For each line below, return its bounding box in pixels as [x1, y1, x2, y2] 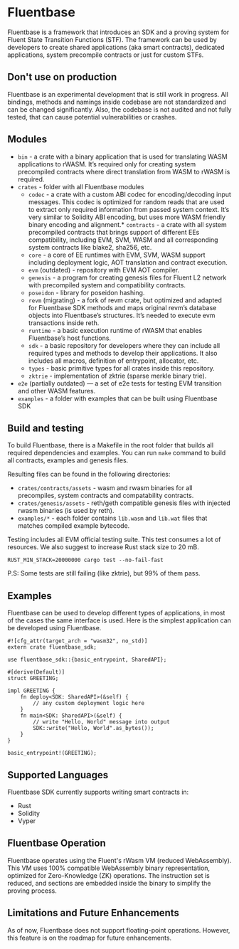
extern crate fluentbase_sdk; [7, 644, 97, 651]
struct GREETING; [7, 675, 59, 682]
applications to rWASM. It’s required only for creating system [17, 159, 196, 168]
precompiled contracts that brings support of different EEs [28, 228, 200, 236]
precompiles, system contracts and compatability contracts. [17, 492, 194, 500]
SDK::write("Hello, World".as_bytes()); [33, 725, 154, 732]
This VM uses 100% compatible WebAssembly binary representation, [7, 864, 211, 872]
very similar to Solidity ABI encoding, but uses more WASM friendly [28, 213, 226, 221]
